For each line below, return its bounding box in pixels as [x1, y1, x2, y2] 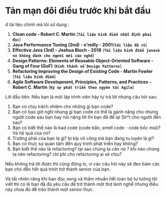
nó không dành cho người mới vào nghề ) [12, 52, 94, 58]
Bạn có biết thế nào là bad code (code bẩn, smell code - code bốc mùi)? [12, 125, 161, 131]
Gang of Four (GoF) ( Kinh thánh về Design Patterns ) [12, 63, 122, 69]
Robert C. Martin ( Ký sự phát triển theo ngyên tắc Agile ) [12, 84, 134, 90]
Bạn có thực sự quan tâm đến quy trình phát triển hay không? [12, 140, 138, 147]
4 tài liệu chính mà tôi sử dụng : [5, 21, 70, 27]
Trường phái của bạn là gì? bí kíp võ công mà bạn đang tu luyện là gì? [12, 135, 155, 141]
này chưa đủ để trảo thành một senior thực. [5, 186, 94, 192]
